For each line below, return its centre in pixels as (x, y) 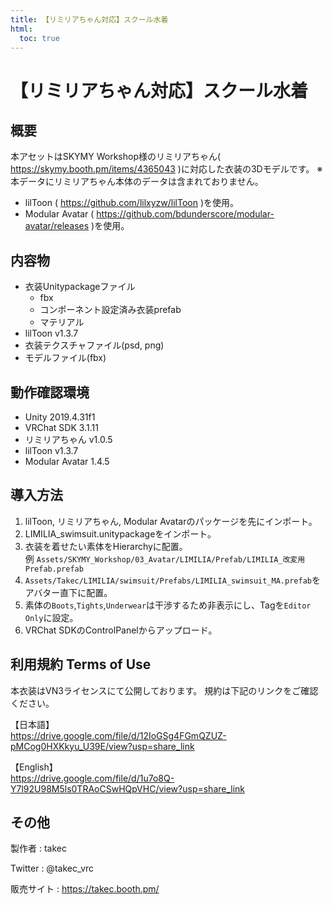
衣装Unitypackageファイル (80, 287)
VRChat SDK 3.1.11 (61, 427)
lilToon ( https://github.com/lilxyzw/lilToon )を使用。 (132, 203)
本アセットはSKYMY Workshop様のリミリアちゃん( (116, 157)
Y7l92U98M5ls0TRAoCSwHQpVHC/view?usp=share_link (128, 788)
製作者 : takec (38, 848)
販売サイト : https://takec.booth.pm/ (85, 889)
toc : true (39, 38)
